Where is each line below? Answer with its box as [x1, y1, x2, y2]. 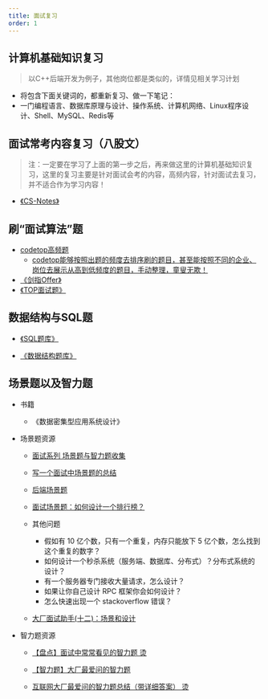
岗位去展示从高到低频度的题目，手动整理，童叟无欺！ [31, 264, 209, 274]
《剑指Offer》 [19, 275, 62, 284]
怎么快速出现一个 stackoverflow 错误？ [43, 596, 173, 606]
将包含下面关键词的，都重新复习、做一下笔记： [19, 91, 175, 100]
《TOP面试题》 [19, 284, 67, 294]
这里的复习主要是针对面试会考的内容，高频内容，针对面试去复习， [42, 170, 261, 179]
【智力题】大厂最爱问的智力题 [31, 664, 131, 674]
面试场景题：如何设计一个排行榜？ [31, 501, 145, 511]
